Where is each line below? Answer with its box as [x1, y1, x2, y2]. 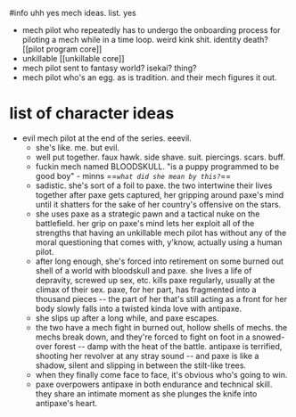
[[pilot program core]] [21, 44, 103, 54]
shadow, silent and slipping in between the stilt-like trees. [35, 360, 247, 371]
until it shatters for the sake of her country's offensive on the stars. [35, 199, 282, 209]
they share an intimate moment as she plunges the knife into [35, 388, 258, 399]
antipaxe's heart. [35, 397, 98, 408]
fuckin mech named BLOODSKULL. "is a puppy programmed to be [35, 160, 279, 172]
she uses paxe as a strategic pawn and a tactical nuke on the [35, 208, 260, 219]
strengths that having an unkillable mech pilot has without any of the [35, 227, 287, 238]
